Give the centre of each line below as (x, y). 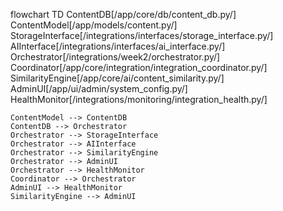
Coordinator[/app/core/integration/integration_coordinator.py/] (139, 67)
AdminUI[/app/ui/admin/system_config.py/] (99, 88)
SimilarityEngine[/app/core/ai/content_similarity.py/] (117, 78)
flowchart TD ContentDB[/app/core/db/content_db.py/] (123, 14)
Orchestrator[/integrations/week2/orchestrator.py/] (115, 57)
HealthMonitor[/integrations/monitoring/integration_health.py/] (139, 99)
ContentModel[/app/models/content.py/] (94, 25)
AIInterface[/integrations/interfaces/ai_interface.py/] (118, 46)
